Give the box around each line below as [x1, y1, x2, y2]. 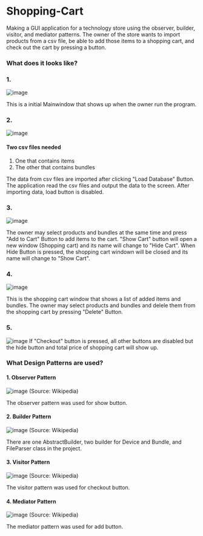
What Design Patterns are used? [6, 359, 104, 367]
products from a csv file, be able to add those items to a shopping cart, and [6, 37, 195, 44]
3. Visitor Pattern [6, 458, 50, 466]
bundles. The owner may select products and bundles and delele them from [6, 302, 196, 309]
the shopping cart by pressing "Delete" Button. [6, 308, 123, 316]
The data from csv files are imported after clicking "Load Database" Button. [6, 175, 195, 183]
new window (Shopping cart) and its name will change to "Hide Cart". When [6, 242, 196, 249]
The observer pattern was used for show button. [6, 399, 127, 406]
